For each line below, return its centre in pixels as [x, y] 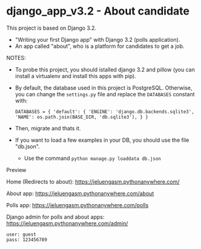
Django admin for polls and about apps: [55, 217]
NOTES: [16, 58]
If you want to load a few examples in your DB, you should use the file [102, 140]
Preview [16, 170]
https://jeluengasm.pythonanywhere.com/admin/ [67, 223]
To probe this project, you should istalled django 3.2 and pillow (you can [105, 69]
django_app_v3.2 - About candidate [98, 11]
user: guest [21, 234]
